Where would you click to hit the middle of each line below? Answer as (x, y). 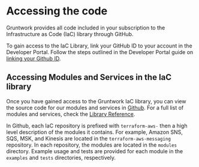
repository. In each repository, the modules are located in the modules (92, 145)
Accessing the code (57, 11)
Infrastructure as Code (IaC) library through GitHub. (70, 34)
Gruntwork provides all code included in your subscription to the (86, 28)
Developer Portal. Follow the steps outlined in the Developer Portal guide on (100, 52)
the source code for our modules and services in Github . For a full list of (95, 108)
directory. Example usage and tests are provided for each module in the (95, 151)
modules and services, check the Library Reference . (71, 114)
